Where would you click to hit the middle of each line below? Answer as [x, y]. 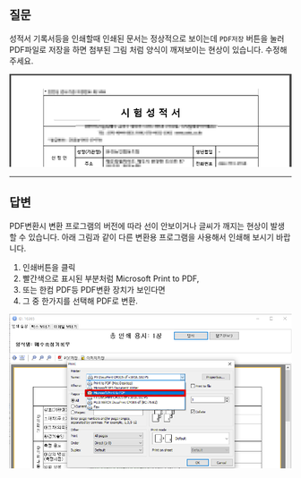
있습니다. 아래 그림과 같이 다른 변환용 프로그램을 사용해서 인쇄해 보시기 [151, 237]
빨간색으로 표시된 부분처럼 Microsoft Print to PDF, [111, 278]
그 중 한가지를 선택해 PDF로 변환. [80, 301]
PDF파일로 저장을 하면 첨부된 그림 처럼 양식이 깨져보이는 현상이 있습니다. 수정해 [148, 49]
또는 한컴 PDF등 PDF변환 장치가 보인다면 [94, 289]
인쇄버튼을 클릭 [49, 267]
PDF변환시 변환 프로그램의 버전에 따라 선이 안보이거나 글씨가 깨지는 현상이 [139, 226]
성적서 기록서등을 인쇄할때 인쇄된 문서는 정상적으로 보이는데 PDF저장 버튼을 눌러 [147, 38]
